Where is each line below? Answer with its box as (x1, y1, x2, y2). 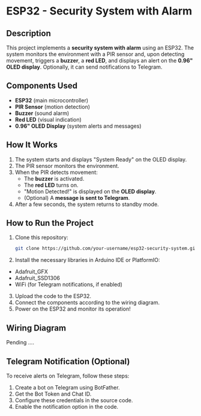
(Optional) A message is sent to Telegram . (23, 194, 130, 201)
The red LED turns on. (23, 181, 79, 188)
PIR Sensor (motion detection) (14, 103, 91, 110)
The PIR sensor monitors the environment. (14, 162, 119, 169)
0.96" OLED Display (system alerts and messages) (14, 122, 142, 129)
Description (6, 28, 51, 39)
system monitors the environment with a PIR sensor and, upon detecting (6, 51, 185, 58)
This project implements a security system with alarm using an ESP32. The (6, 44, 194, 51)
